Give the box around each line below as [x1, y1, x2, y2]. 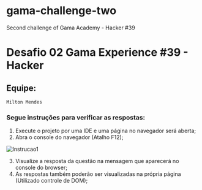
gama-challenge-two [6, 4, 117, 18]
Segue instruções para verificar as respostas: [6, 113, 146, 121]
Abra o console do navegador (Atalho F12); [15, 134, 124, 141]
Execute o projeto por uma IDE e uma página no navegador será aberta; [15, 127, 196, 135]
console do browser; [15, 164, 67, 172]
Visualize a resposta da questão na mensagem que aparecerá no [15, 158, 179, 165]
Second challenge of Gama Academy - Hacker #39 [6, 24, 136, 31]
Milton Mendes [6, 99, 43, 105]
